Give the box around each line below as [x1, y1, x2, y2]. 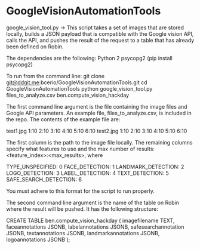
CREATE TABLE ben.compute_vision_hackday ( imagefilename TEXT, [6, 217, 175, 224]
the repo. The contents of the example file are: [6, 115, 121, 123]
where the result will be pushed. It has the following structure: [6, 205, 158, 213]
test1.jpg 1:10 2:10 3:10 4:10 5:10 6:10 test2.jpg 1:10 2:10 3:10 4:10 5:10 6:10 [6, 127, 187, 134]
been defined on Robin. [6, 43, 64, 50]
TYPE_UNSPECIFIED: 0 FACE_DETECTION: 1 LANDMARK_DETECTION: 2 [6, 163, 184, 170]
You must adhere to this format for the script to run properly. [6, 187, 155, 195]
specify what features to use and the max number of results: [6, 145, 155, 152]
